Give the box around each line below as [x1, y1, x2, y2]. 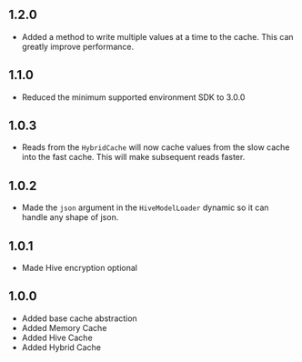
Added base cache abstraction [21, 313, 137, 324]
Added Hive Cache [21, 332, 93, 343]
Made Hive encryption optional [21, 263, 138, 274]
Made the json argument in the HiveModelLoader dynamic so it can [21, 202, 269, 213]
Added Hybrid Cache [21, 341, 102, 353]
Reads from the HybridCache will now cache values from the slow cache [21, 142, 290, 153]
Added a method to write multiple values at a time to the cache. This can [21, 31, 294, 42]
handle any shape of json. [21, 212, 119, 223]
